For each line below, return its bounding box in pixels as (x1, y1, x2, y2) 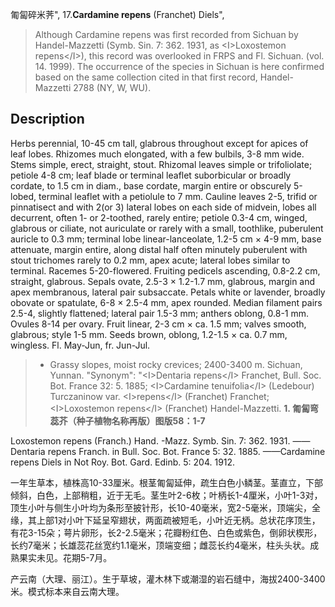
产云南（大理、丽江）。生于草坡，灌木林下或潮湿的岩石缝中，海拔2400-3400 (10, 573, 326, 585)
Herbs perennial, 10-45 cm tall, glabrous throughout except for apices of (10, 137, 309, 149)
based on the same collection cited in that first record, (34, 71, 258, 83)
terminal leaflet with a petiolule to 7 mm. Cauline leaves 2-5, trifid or (38, 190, 318, 202)
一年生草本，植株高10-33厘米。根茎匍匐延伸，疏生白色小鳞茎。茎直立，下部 (10, 476, 324, 488)
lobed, (10, 190, 37, 202)
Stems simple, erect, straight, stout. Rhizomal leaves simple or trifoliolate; (10, 158, 313, 170)
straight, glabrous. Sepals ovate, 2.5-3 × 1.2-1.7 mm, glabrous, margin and (10, 275, 316, 287)
